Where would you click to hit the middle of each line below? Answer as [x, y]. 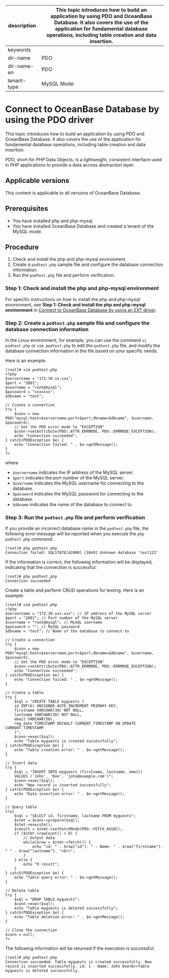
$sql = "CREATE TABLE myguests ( [49, 702]
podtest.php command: [29, 539]
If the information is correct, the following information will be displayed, [79, 562]
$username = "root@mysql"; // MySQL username [54, 623]
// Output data [39, 838]
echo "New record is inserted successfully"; [63, 785]
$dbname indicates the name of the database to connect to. [73, 504]
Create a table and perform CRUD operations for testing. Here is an [75, 591]
